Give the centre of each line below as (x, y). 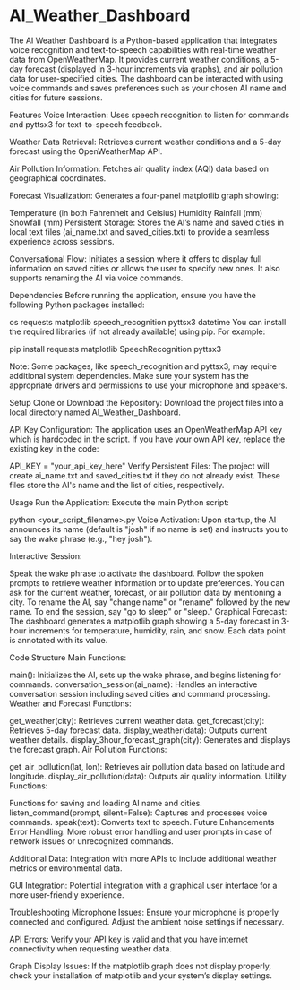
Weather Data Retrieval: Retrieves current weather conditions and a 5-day (146, 142)
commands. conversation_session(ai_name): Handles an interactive (133, 684)
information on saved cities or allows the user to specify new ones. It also (145, 268)
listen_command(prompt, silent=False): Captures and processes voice (138, 813)
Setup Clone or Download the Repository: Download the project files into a (146, 402)
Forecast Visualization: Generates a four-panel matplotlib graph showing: (144, 195)
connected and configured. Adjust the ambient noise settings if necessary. (147, 921)
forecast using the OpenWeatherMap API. (86, 151)
